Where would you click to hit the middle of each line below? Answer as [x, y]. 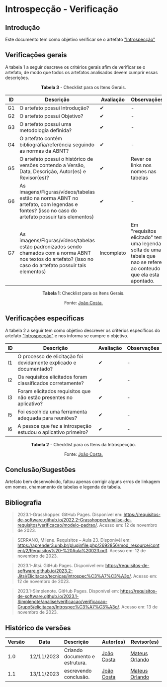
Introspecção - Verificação [62, 9]
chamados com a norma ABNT [55, 253]
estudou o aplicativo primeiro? [53, 432]
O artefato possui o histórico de [56, 159]
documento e [80, 657]
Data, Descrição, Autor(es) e [53, 171]
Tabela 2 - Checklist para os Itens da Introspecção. [83, 444]
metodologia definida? [46, 130]
